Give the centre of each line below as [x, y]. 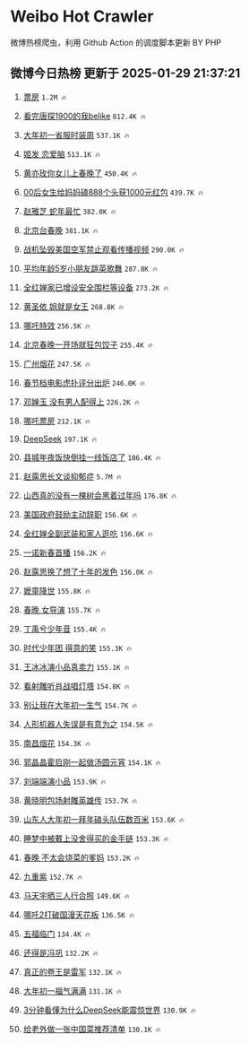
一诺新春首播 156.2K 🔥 [64, 552]
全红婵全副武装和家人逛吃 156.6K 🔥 [88, 533]
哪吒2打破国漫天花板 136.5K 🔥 [79, 914]
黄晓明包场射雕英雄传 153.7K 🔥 [80, 800]
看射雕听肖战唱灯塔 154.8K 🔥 [76, 686]
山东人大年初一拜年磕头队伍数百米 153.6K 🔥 [103, 819]
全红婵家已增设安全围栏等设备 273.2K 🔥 [96, 287]
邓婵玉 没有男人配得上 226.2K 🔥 [81, 402]
